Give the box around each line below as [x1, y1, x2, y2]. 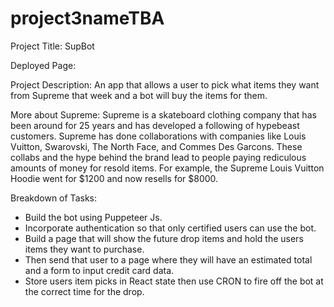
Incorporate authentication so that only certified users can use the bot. [24, 222, 317, 234]
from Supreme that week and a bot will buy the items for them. [10, 89, 268, 101]
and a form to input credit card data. [24, 264, 175, 276]
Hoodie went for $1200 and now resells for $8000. [10, 172, 219, 184]
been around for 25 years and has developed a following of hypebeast [10, 119, 300, 131]
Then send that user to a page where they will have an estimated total [24, 253, 313, 266]
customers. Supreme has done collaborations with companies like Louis [10, 130, 307, 142]
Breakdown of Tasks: [10, 192, 97, 204]
